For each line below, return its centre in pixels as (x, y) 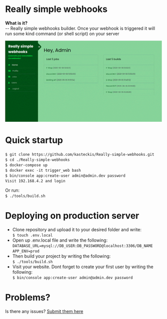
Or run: (12, 190)
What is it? (16, 23)
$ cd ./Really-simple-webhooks (38, 160)
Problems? (28, 298)
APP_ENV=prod (26, 251)
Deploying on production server (72, 216)
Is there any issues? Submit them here (44, 312)
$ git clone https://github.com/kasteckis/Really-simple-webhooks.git (80, 155)
